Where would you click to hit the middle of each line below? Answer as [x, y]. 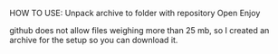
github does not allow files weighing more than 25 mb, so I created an [139, 30]
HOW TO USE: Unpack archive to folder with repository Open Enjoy [135, 13]
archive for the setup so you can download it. [94, 40]
